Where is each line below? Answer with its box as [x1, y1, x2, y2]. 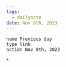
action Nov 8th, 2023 [6, 47, 61, 53]
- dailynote [11, 14, 42, 20]
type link [6, 41, 31, 48]
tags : [6, 8, 20, 15]
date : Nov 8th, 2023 [6, 20, 58, 26]
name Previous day [6, 36, 52, 42]
